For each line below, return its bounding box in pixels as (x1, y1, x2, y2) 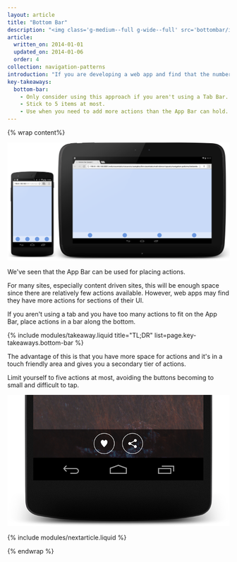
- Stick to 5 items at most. (20, 101, 106, 108)
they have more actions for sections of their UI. (7, 296, 145, 305)
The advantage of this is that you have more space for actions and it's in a (7, 353, 223, 361)
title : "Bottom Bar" (7, 18, 68, 26)
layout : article (7, 11, 55, 18)
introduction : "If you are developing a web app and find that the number (7, 71, 232, 78)
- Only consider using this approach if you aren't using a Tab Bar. (20, 93, 229, 100)
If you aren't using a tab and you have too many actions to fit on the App (7, 310, 217, 319)
